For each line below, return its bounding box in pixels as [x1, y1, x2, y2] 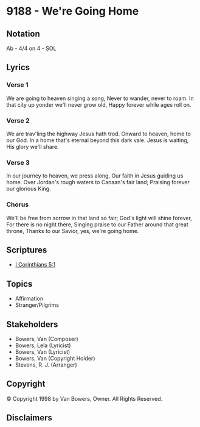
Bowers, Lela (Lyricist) [15, 342, 71, 349]
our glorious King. [6, 185, 51, 193]
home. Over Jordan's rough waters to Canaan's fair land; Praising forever [6, 179, 190, 186]
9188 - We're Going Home [6, 4, 139, 18]
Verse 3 [6, 158, 30, 167]
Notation [6, 29, 41, 39]
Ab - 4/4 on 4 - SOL [6, 45, 57, 52]
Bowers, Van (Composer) [15, 335, 79, 343]
